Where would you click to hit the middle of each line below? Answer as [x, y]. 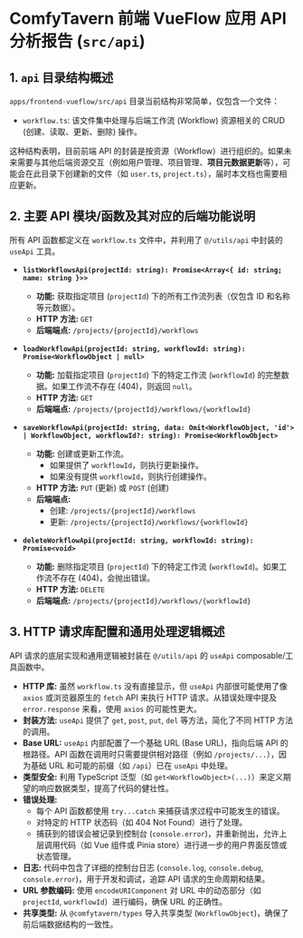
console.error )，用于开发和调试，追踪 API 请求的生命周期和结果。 [146, 879]
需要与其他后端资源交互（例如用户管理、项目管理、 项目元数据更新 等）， [150, 162]
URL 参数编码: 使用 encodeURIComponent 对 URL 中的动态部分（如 [142, 890]
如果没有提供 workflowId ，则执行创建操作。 [130, 476]
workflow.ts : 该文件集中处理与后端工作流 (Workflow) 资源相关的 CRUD [154, 120]
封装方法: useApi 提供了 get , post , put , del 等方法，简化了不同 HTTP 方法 [158, 720]
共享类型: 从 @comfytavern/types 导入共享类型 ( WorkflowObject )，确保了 [156, 913]
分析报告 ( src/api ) [78, 41]
